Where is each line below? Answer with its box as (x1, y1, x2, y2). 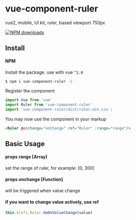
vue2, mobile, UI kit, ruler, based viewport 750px (5, 20, 105, 26)
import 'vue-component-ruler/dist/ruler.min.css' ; (5, 107, 113, 112)
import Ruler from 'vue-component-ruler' (5, 102, 93, 107)
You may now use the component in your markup (5, 116, 106, 122)
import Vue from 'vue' (5, 97, 52, 103)
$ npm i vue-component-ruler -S (5, 79, 72, 84)
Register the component (5, 88, 55, 94)
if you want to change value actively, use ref (5, 199, 99, 205)
